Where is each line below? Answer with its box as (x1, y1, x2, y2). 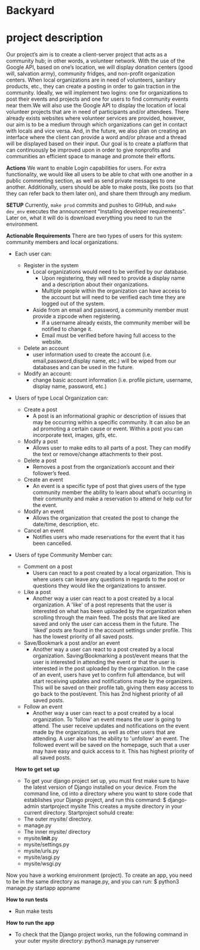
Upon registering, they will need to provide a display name (41, 275, 185, 282)
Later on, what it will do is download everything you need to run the (6, 214, 172, 222)
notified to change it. (41, 325, 93, 333)
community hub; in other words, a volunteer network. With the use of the (6, 58, 185, 65)
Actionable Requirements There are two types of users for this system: (6, 232, 183, 240)
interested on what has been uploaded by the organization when (32, 608, 192, 615)
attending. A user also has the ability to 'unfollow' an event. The (32, 735, 190, 742)
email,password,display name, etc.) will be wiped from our (32, 357, 177, 364)
